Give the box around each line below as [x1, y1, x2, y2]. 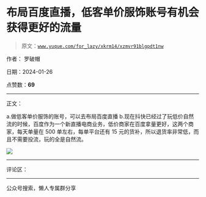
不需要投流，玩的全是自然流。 [11, 135, 87, 143]
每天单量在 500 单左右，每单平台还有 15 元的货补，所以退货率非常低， [17, 127, 194, 135]
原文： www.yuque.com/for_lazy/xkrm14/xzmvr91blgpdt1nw [21, 42, 164, 49]
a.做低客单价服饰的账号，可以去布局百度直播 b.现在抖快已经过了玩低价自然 [6, 112, 194, 120]
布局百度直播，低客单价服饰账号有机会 [6, 5, 200, 20]
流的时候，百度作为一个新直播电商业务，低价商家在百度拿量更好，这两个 [6, 120, 188, 127]
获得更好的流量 [6, 21, 82, 35]
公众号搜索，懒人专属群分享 [6, 184, 76, 192]
